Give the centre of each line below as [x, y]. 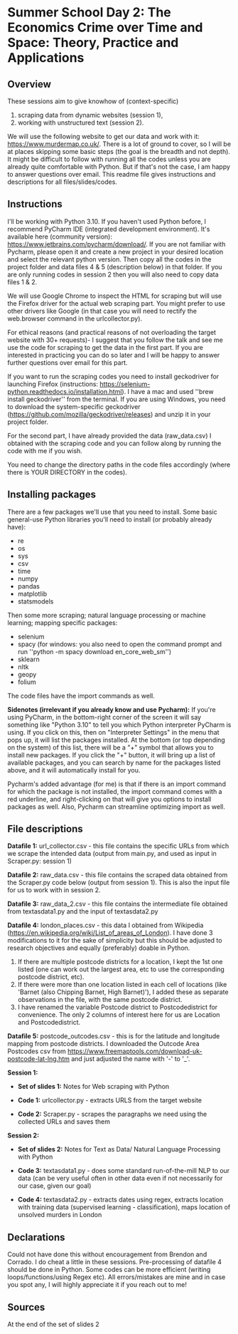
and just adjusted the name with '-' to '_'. [130, 1059]
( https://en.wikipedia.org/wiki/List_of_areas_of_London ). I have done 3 [110, 933]
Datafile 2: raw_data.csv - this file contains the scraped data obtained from [118, 875]
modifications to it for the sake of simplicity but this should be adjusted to [115, 941]
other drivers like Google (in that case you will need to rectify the [102, 311]
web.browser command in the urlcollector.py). [75, 319]
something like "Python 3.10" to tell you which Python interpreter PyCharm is [119, 725]
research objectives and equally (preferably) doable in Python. [99, 948]
